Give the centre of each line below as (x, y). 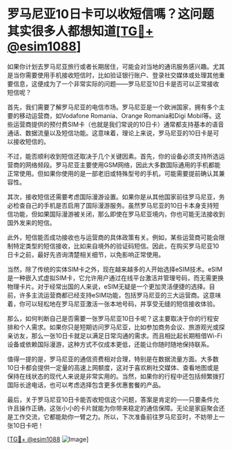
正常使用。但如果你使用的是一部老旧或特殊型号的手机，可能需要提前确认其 (113, 173)
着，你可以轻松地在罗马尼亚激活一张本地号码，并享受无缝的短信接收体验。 (113, 304)
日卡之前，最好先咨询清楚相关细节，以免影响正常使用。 (86, 254)
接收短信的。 (31, 141)
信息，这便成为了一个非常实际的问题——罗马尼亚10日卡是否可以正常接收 (116, 84)
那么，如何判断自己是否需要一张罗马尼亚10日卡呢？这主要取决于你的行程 (110, 318)
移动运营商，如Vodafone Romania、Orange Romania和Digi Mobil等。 (117, 115)
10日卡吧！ (28, 425)
